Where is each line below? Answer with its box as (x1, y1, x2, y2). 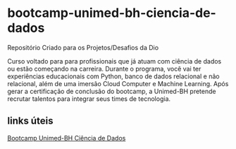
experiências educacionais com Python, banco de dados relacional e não (7, 72, 220, 81)
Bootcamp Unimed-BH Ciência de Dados (7, 133, 126, 142)
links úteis (7, 115, 54, 127)
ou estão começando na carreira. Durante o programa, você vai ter (7, 64, 201, 73)
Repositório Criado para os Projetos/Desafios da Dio (7, 43, 159, 52)
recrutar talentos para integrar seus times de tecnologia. (7, 94, 171, 103)
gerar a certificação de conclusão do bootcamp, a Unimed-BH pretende (7, 87, 216, 95)
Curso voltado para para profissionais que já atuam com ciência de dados (7, 56, 222, 65)
